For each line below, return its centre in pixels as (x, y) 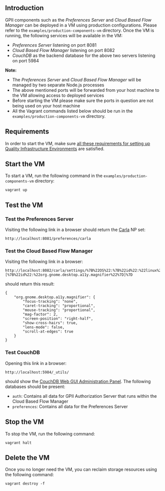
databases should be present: (35, 387)
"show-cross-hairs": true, (50, 323)
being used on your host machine (46, 105)
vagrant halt (18, 443)
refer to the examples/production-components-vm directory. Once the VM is (80, 30)
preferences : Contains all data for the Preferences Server (70, 406)
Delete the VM (27, 457)
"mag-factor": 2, (40, 314)
